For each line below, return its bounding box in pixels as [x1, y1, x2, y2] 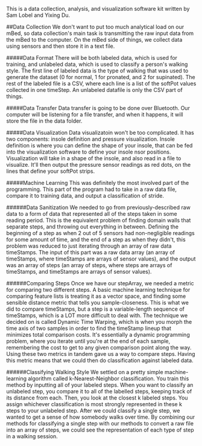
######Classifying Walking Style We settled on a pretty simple [6, 369, 164, 375]
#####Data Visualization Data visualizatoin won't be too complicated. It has [6, 129, 194, 136]
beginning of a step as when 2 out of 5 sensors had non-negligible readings [6, 230, 195, 236]
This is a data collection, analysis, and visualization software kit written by [6, 5, 190, 12]
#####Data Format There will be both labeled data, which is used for [6, 54, 178, 61]
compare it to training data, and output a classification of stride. [6, 192, 165, 199]
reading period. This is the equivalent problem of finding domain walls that [6, 217, 191, 224]
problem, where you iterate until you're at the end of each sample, [6, 338, 171, 344]
